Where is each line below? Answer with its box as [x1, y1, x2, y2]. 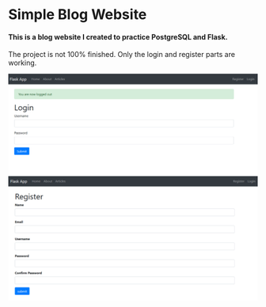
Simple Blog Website [8, 6, 147, 24]
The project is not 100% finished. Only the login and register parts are [8, 50, 236, 59]
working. [8, 58, 37, 68]
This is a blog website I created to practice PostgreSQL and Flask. [8, 32, 228, 41]
